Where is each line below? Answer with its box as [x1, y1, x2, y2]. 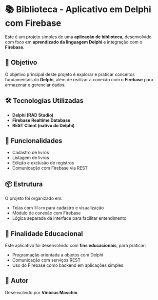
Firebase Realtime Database [12, 117, 71, 123]
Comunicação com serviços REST [12, 257, 80, 263]
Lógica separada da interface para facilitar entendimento [12, 215, 127, 221]
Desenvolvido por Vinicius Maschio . [5, 289, 79, 295]
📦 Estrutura [5, 180, 43, 188]
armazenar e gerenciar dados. [5, 82, 66, 88]
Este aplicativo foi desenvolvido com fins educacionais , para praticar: [5, 243, 146, 248]
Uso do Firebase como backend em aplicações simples [12, 262, 123, 268]
